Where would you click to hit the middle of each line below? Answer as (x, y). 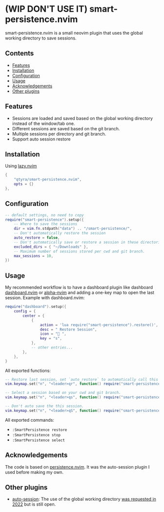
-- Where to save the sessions (46, 224)
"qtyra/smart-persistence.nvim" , (48, 180)
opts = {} (24, 184)
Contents (20, 53)
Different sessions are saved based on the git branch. (66, 128)
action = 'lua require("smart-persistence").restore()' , (99, 325)
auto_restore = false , (37, 238)
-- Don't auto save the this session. (44, 406)
